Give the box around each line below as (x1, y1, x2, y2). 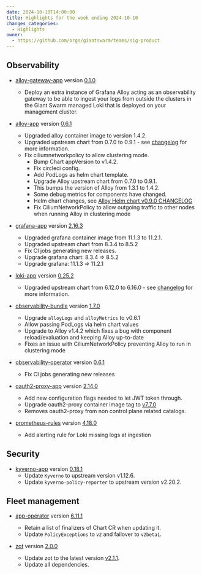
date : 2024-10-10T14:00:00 (6, 9, 75, 15)
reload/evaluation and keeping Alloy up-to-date (24, 333, 144, 341)
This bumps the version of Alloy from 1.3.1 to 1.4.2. (33, 184, 160, 191)
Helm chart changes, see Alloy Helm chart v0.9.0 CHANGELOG (33, 197, 193, 204)
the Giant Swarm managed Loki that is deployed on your (24, 101, 166, 109)
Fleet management (6, 496, 80, 506)
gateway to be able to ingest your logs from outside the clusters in (24, 95, 192, 102)
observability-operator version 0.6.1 (15, 359, 105, 366)
